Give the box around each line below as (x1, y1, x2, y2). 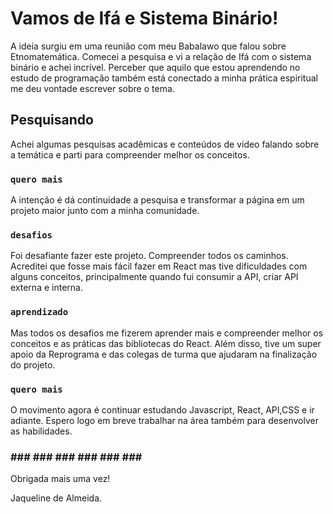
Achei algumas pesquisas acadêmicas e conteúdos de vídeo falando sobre (10, 138, 320, 150)
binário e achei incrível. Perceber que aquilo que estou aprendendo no (10, 61, 301, 73)
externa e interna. (10, 282, 83, 294)
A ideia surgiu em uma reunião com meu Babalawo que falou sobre (10, 40, 287, 52)
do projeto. (10, 358, 56, 371)
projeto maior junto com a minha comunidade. (10, 205, 200, 217)
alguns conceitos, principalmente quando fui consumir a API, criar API (10, 271, 299, 283)
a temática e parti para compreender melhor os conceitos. (10, 148, 250, 161)
